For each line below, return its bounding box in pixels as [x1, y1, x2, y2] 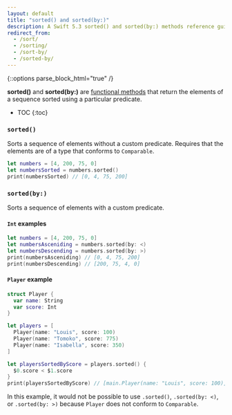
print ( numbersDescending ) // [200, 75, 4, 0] [7, 260, 140, 267]
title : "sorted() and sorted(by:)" [7, 17, 110, 24]
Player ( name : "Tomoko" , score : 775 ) [13, 335, 119, 342]
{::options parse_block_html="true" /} [7, 74, 114, 82]
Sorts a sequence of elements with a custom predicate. [7, 203, 164, 212]
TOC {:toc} [17, 108, 48, 116]
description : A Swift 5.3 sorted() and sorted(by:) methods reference [7, 23, 215, 30]
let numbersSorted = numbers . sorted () [7, 167, 119, 174]
